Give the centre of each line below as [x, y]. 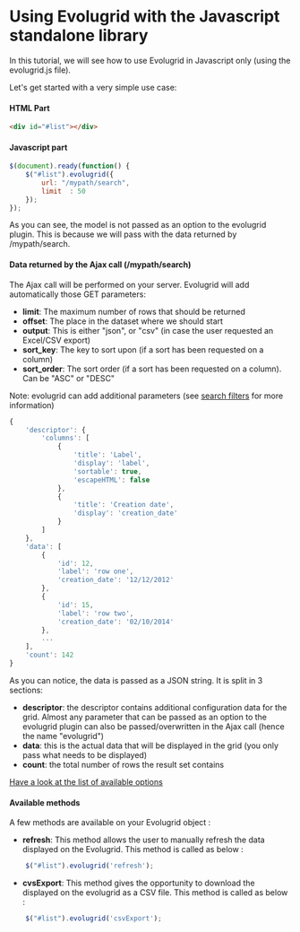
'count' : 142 [50, 655]
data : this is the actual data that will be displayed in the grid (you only [150, 745]
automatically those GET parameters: [77, 294]
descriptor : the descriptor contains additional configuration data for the [154, 707]
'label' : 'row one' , [95, 571]
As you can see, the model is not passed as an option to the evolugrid [138, 225]
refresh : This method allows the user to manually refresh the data [144, 840]
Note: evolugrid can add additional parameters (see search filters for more [146, 396]
